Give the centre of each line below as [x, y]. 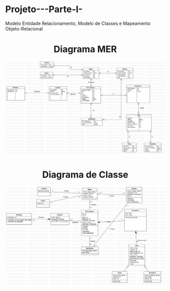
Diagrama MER [85, 49]
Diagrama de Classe [85, 175]
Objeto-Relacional [24, 28]
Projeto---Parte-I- [44, 9]
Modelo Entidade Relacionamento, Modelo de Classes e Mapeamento [78, 23]
